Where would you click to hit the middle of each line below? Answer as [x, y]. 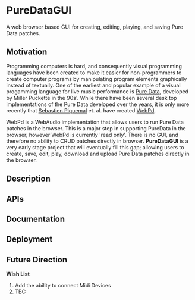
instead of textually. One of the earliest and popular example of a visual [93, 85]
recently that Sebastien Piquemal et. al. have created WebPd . [81, 110]
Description [28, 179]
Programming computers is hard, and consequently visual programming [94, 66]
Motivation [27, 52]
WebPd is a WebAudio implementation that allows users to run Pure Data [95, 122]
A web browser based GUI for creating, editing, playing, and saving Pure [95, 27]
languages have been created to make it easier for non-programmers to [94, 73]
